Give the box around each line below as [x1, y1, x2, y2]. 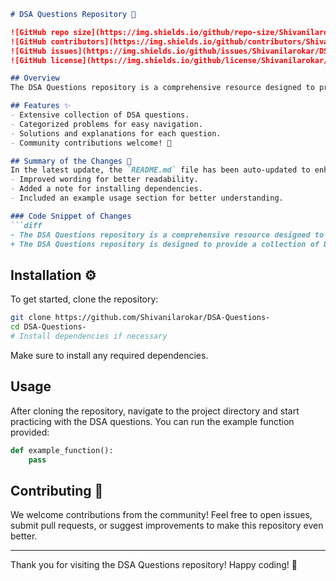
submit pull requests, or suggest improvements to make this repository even [10, 520, 324, 532]
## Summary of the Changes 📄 [10, 156, 132, 166]
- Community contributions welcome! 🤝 [10, 138, 172, 148]
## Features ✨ [10, 101, 71, 111]
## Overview [10, 73, 60, 84]
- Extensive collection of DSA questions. [10, 110, 190, 120]
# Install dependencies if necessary [10, 331, 168, 341]
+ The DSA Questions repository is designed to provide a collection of [10, 239, 320, 249]
